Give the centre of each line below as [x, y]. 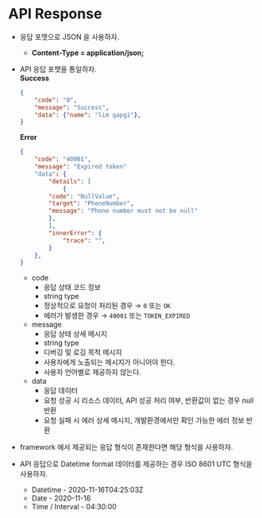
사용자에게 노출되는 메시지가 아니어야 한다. [109, 362]
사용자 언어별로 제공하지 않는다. [92, 372]
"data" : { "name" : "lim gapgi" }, [88, 115]
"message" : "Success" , [72, 107]
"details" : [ [70, 181]
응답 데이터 [60, 391]
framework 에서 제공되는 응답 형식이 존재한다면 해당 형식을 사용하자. [126, 447]
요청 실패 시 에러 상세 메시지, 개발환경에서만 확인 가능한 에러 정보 [144, 420]
